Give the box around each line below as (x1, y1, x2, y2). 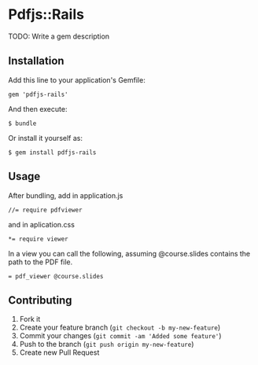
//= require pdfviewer (8, 206, 83, 214)
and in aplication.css (8, 219, 75, 229)
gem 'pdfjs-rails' (8, 90, 68, 98)
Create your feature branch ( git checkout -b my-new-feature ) (19, 323, 221, 332)
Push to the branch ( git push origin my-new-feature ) (19, 340, 194, 349)
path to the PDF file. (8, 257, 73, 267)
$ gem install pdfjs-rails (8, 148, 97, 157)
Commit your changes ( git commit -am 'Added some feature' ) (19, 331, 222, 341)
